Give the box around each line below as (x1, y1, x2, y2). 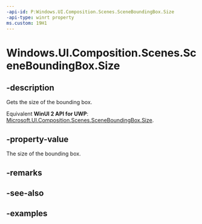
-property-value (6, 134, 69, 145)
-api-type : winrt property (6, 14, 74, 20)
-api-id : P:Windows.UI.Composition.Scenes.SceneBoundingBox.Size (6, 8, 174, 15)
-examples (6, 208, 48, 219)
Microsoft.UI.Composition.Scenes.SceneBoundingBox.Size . (6, 117, 154, 124)
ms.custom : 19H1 (6, 20, 47, 26)
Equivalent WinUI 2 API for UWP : (6, 110, 89, 117)
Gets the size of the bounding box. (6, 99, 93, 106)
